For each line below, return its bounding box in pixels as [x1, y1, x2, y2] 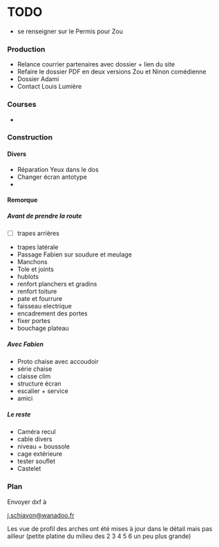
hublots [17, 272, 39, 281]
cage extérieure [17, 450, 63, 458]
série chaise [17, 365, 53, 373]
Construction [7, 132, 53, 142]
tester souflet [17, 457, 55, 465]
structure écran [17, 379, 61, 388]
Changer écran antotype [17, 173, 88, 181]
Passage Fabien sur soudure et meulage [17, 250, 133, 259]
